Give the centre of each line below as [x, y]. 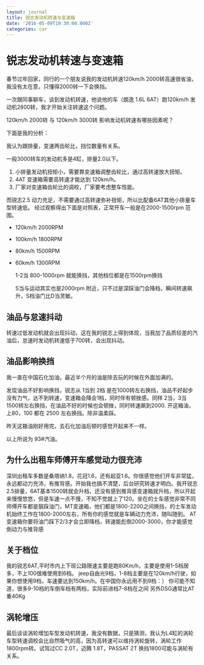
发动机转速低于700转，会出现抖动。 [83, 340]
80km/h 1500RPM [37, 251]
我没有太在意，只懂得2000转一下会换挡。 [58, 86]
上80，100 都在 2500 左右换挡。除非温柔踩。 [63, 413]
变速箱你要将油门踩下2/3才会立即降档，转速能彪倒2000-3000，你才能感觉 [100, 521]
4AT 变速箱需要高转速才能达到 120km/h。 [67, 180]
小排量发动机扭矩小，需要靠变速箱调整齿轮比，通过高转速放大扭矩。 [100, 172]
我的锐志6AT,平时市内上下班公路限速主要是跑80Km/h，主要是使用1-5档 [95, 566]
